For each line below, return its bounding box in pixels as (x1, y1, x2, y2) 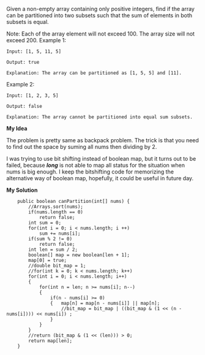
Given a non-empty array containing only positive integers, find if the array (6, 6, 195, 12)
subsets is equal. (6, 18, 49, 25)
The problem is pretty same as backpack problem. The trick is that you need (6, 137, 199, 143)
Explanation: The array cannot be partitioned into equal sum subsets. (6, 114, 193, 120)
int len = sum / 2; (28, 246, 78, 253)
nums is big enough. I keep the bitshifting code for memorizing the (6, 168, 174, 175)
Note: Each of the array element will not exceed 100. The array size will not (6, 30, 195, 37)
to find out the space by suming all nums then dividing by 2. (6, 143, 157, 150)
